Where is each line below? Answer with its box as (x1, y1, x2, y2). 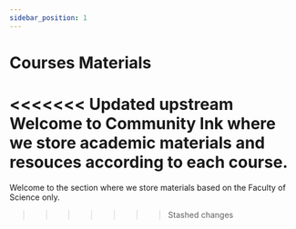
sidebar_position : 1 (9, 13, 88, 23)
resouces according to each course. (9, 152, 289, 173)
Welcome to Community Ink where (9, 114, 276, 134)
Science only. (9, 192, 61, 203)
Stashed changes (168, 209, 234, 220)
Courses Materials (9, 52, 152, 73)
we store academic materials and (9, 133, 266, 153)
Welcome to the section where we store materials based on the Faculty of (9, 182, 287, 193)
